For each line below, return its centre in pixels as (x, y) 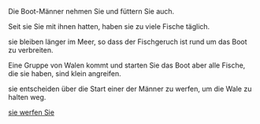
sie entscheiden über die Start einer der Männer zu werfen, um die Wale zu (130, 89)
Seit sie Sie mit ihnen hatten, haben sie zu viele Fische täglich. (109, 26)
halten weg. (27, 97)
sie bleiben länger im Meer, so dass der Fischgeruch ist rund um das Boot (128, 42)
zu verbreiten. (31, 50)
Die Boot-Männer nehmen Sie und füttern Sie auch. (91, 11)
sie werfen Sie (32, 112)
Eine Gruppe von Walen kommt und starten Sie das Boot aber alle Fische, (127, 65)
